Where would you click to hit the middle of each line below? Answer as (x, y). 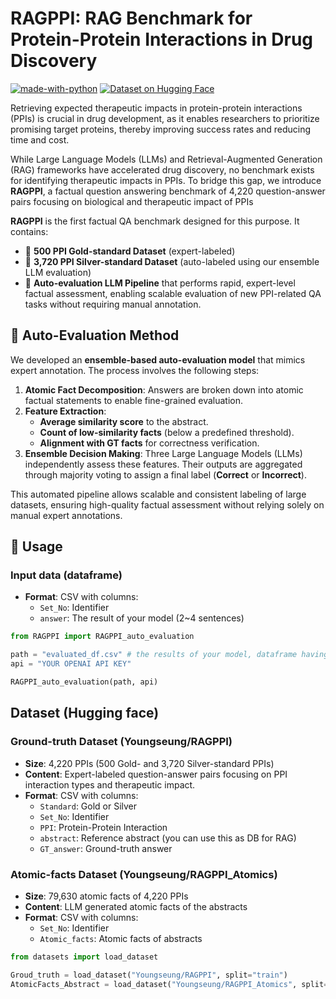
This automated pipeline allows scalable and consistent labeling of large (158, 494)
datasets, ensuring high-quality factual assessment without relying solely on (167, 504)
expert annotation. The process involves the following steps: (135, 370)
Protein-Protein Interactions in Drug (162, 39)
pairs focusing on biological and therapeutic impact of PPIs (132, 201)
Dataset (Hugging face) (85, 713)
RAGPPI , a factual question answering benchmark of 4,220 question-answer (168, 191)
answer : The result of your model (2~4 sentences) (142, 618)
